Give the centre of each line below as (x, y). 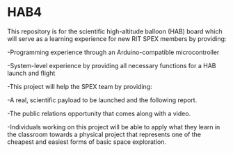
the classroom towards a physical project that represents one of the (104, 134)
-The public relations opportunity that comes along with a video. (99, 113)
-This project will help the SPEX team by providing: (80, 86)
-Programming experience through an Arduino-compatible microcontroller (113, 52)
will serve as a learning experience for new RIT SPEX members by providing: (117, 38)
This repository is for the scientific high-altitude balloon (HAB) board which (115, 31)
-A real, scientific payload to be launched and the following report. (102, 100)
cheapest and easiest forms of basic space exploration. (87, 142)
